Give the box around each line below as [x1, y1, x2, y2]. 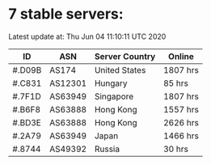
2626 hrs [162, 116, 200, 128]
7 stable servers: [8, 5, 124, 23]
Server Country [94, 50, 156, 61]
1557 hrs [162, 104, 200, 115]
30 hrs [162, 143, 188, 154]
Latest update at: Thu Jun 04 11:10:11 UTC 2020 [8, 32, 167, 41]
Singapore [94, 91, 134, 102]
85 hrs [162, 78, 188, 89]
